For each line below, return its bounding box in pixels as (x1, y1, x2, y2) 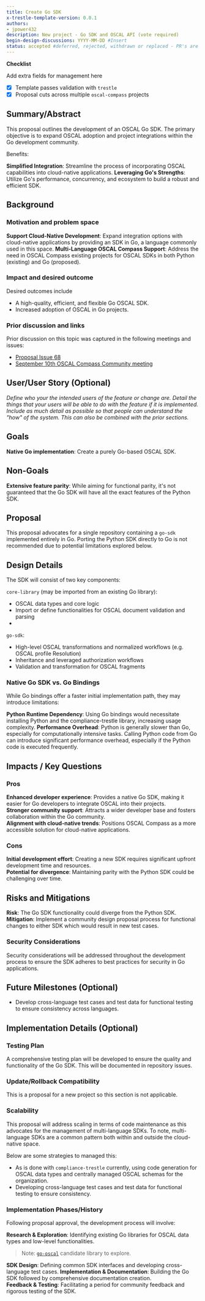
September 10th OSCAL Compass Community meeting (15, 360, 153, 367)
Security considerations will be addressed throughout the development (6, 951, 185, 959)
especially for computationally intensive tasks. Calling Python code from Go (6, 730, 197, 738)
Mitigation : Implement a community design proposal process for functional (6, 916, 196, 923)
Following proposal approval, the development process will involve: (6, 1219, 176, 1226)
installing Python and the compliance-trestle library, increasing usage (6, 717, 182, 725)
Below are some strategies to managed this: (6, 1152, 117, 1159)
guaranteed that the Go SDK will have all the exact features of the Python (6, 488, 191, 496)
